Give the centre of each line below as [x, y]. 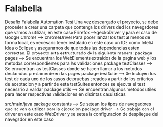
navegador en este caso [29, 119]
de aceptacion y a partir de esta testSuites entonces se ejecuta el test [75, 84]
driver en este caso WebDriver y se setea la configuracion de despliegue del [82, 114]
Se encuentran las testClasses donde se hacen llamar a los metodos [73, 68]
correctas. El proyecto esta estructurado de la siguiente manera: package [79, 53]
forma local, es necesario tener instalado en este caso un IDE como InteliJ [79, 42]
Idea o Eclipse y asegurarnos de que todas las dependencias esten [72, 48]
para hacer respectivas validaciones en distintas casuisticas [65, 94]
